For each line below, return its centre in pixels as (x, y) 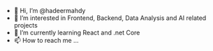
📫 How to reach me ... (46, 40)
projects (26, 25)
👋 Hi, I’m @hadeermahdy (50, 11)
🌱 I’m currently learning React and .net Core (77, 32)
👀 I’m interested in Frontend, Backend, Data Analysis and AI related (110, 18)
